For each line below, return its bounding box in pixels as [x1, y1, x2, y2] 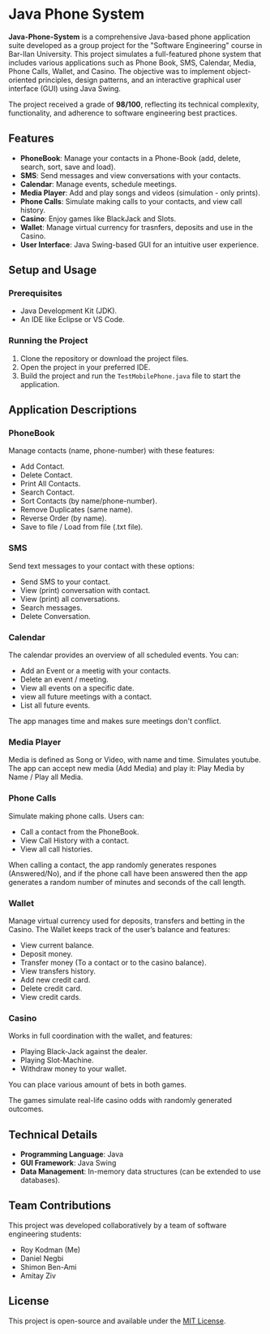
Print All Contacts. [19, 479, 81, 489]
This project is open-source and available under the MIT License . [8, 1315, 226, 1326]
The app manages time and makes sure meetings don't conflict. [8, 717, 221, 726]
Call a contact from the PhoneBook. [19, 826, 139, 836]
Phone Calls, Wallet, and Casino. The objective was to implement [8, 66, 225, 76]
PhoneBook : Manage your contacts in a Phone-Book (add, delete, [19, 153, 241, 163]
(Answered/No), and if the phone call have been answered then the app [8, 868, 248, 878]
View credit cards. [19, 992, 81, 1001]
